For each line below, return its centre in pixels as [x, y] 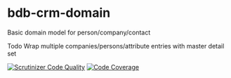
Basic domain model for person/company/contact [79, 32]
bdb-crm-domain [59, 13]
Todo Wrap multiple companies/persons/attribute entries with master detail [116, 46]
